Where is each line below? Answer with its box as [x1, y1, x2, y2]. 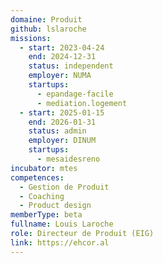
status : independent [28, 61, 114, 71]
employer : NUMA [28, 71, 92, 81]
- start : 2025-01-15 [19, 107, 105, 118]
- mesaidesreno [36, 154, 101, 164]
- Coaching [19, 191, 65, 201]
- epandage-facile [36, 89, 114, 99]
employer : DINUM [28, 136, 97, 146]
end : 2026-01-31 [28, 117, 97, 127]
